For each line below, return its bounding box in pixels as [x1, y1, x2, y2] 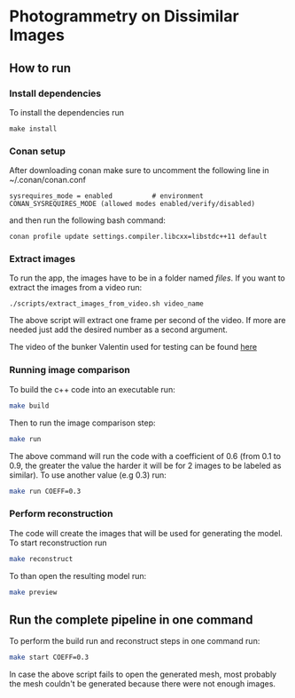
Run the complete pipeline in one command [9, 612, 253, 627]
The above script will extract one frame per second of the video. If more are [9, 315, 286, 326]
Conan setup [9, 145, 66, 157]
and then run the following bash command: [9, 215, 167, 226]
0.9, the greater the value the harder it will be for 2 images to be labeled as [9, 460, 282, 471]
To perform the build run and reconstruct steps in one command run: [9, 636, 260, 646]
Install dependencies [9, 87, 102, 99]
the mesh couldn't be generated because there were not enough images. [9, 678, 276, 689]
